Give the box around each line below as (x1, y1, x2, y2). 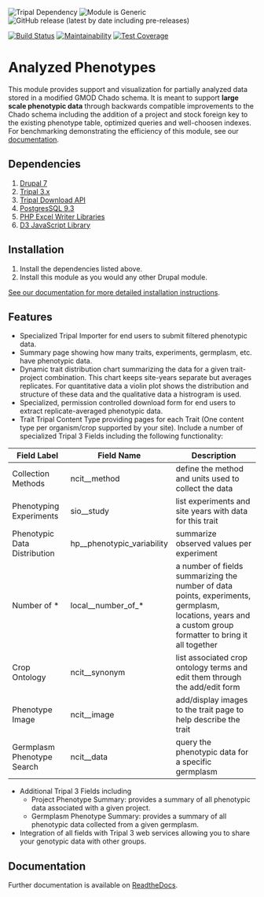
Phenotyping (12, 500, 60, 511)
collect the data (175, 483, 233, 494)
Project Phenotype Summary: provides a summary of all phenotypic (31, 795, 251, 804)
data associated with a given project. (31, 803, 151, 813)
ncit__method (70, 473, 120, 484)
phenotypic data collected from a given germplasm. (31, 820, 199, 829)
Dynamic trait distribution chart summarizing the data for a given (19, 364, 229, 374)
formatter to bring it (175, 629, 247, 640)
